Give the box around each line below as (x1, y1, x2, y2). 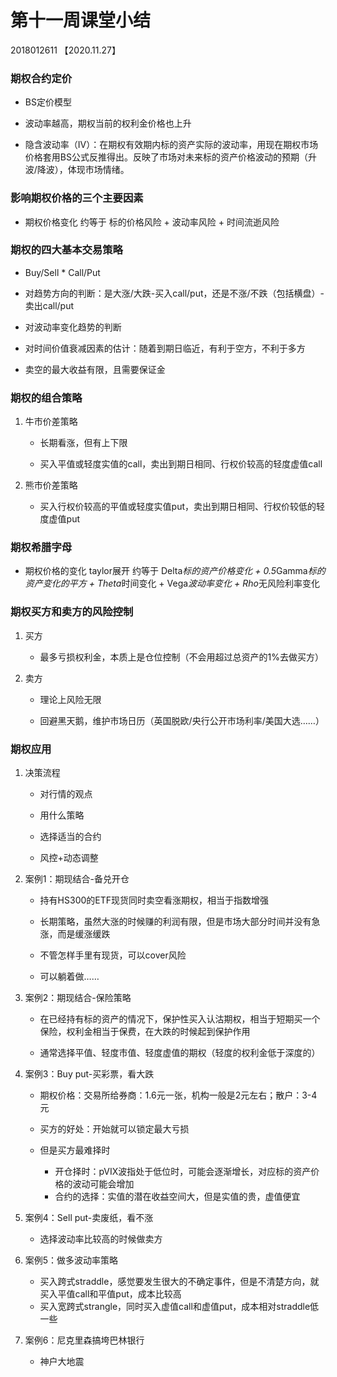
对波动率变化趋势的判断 (24, 321, 122, 333)
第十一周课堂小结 (10, 9, 152, 32)
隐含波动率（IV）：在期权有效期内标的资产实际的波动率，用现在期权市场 (24, 139, 319, 151)
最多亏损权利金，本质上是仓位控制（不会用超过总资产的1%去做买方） (39, 651, 325, 663)
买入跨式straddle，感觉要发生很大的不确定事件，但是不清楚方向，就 (39, 1276, 320, 1288)
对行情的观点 (39, 788, 93, 800)
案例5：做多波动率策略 (24, 1254, 119, 1266)
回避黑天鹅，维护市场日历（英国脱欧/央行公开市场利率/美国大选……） (39, 714, 325, 726)
